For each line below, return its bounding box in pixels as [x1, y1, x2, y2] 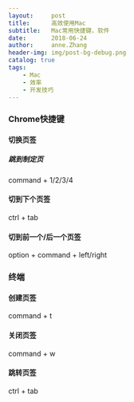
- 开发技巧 [22, 85, 54, 94]
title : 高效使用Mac [8, 19, 86, 27]
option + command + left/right [8, 250, 108, 260]
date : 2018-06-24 [8, 33, 88, 42]
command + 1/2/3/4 [8, 175, 73, 184]
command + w [8, 349, 56, 358]
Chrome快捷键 [8, 113, 65, 124]
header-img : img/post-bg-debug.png [8, 49, 127, 57]
